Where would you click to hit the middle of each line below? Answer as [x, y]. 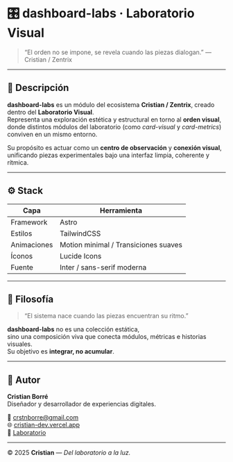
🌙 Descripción [38, 88]
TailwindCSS [80, 233]
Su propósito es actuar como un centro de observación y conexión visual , [114, 147]
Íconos [22, 256]
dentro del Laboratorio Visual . [51, 112]
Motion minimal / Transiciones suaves [121, 245]
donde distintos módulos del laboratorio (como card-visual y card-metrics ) [114, 126]
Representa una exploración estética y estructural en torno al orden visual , [114, 119]
